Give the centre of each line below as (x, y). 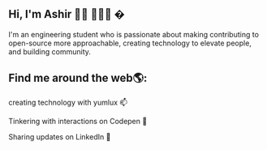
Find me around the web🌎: (78, 78)
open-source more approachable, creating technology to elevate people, (130, 43)
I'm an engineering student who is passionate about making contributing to (134, 34)
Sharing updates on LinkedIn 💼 (60, 136)
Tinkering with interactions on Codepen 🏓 (78, 121)
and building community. (50, 51)
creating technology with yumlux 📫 (68, 102)
